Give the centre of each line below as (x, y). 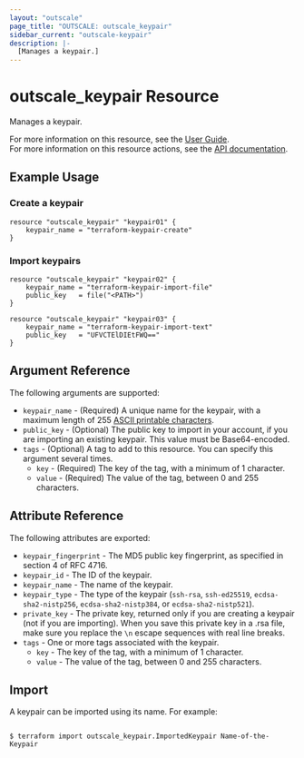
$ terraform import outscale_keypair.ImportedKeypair (113, 736)
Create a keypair (47, 203)
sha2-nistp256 (49, 605)
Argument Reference (70, 371)
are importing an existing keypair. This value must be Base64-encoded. (156, 439)
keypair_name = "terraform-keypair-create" (109, 230)
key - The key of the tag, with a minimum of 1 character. (140, 652)
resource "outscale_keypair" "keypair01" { (93, 222)
